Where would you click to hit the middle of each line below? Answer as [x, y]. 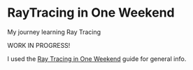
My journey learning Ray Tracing [54, 32]
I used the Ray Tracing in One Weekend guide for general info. [97, 59]
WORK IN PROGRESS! [39, 45]
